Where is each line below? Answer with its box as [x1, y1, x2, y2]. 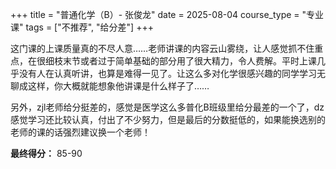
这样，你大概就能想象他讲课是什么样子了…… [27, 80, 210, 92]
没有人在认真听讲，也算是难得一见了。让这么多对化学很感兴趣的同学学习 [18, 68, 317, 79]
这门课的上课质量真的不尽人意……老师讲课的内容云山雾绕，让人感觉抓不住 [10, 43, 315, 54]
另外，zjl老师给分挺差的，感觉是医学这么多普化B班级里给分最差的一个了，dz [10, 101, 325, 113]
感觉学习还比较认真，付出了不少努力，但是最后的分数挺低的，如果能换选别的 [10, 114, 326, 125]
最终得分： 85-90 [10, 148, 83, 159]
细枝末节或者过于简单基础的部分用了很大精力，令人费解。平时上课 [44, 55, 317, 67]
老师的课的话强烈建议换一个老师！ [10, 126, 151, 138]
